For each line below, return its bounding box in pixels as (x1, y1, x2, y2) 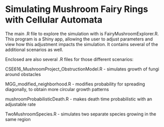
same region (5, 116, 31, 122)
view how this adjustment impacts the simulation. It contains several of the (5, 41, 159, 47)
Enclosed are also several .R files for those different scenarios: (5, 56, 134, 62)
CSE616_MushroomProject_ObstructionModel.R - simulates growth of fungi (5, 66, 160, 72)
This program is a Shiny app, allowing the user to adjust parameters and (5, 36, 153, 42)
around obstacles (5, 71, 41, 77)
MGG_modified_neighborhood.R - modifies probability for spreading (5, 81, 146, 87)
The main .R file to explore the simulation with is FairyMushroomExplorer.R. (5, 30, 159, 36)
